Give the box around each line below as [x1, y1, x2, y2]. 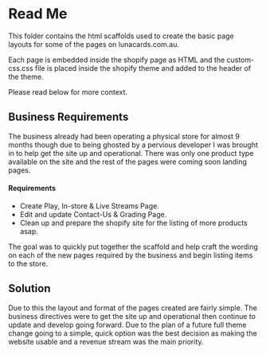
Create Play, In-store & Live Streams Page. [19, 200, 159, 211]
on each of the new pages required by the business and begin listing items [8, 250, 253, 259]
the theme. [8, 72, 44, 81]
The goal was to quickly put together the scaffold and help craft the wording [8, 242, 259, 251]
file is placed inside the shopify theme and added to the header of [34, 63, 252, 72]
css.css [8, 63, 33, 72]
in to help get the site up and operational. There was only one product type [8, 148, 254, 158]
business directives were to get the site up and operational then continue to [8, 311, 256, 321]
